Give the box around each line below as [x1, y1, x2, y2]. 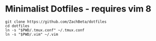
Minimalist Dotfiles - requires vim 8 [5, 3, 152, 14]
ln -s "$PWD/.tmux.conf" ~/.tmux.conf [5, 27, 85, 32]
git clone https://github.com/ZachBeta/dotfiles [5, 19, 107, 24]
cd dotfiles [5, 23, 30, 28]
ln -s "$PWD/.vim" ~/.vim [5, 32, 58, 37]
